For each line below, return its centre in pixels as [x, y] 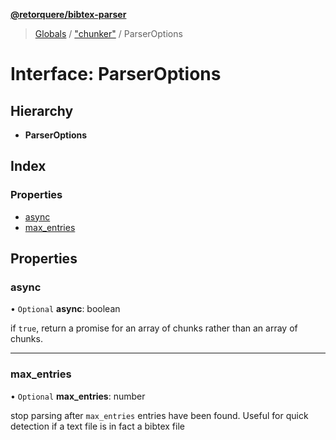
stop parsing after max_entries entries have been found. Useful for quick [159, 415]
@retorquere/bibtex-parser [68, 14]
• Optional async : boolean [65, 309]
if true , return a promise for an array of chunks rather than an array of [154, 328]
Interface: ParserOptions [116, 74]
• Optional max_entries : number [78, 396]
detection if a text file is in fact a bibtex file [97, 426]
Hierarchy [42, 110]
